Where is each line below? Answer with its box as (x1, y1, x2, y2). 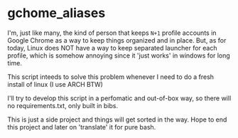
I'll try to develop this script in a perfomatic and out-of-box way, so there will (7, 94, 232, 102)
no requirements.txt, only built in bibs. (7, 101, 119, 110)
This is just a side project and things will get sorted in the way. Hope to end (7, 115, 227, 124)
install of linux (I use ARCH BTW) (7, 80, 103, 88)
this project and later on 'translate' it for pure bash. (7, 122, 156, 131)
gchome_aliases (7, 5, 106, 21)
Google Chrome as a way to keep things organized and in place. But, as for (7, 36, 227, 44)
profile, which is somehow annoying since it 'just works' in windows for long (7, 51, 231, 60)
